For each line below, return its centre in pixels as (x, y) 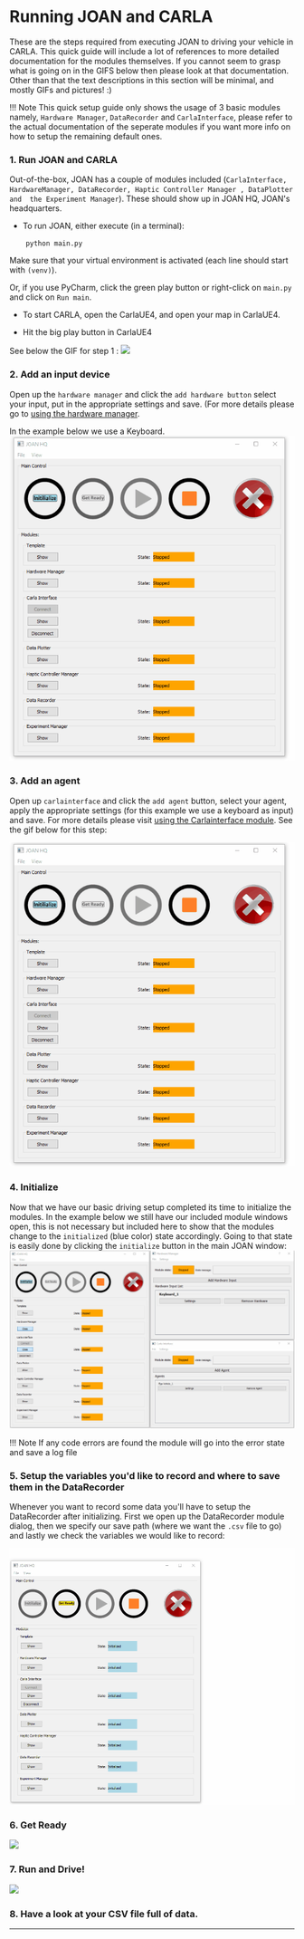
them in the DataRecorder (67, 1487)
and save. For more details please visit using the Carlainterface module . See (151, 820)
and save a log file (43, 1452)
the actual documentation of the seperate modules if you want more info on (150, 126)
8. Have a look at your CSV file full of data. (104, 1914)
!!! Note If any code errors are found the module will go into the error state (147, 1443)
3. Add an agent (45, 781)
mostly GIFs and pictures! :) (61, 90)
